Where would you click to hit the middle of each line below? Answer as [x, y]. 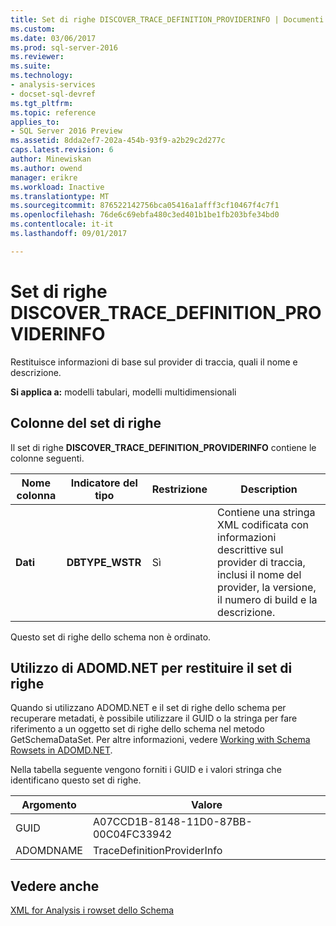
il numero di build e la [267, 599]
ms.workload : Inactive [57, 187]
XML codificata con [263, 524]
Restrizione [179, 489]
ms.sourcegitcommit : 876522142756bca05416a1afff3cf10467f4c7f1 [145, 206]
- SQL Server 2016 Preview [66, 131]
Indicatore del [104, 483]
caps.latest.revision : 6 [62, 150]
